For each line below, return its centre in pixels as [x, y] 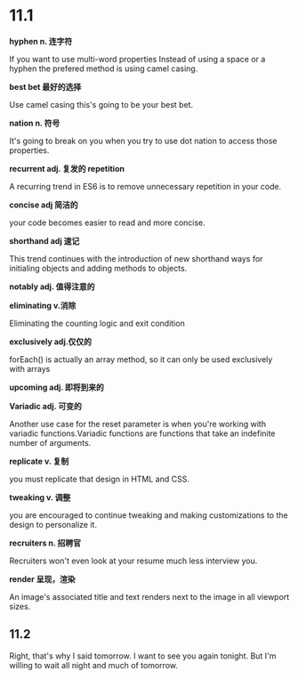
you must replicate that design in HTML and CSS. [99, 479]
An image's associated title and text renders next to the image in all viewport [149, 596]
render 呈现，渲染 [42, 578]
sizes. [20, 606]
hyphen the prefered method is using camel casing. [104, 69]
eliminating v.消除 [43, 305]
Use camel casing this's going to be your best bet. [101, 104]
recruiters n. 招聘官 [45, 543]
